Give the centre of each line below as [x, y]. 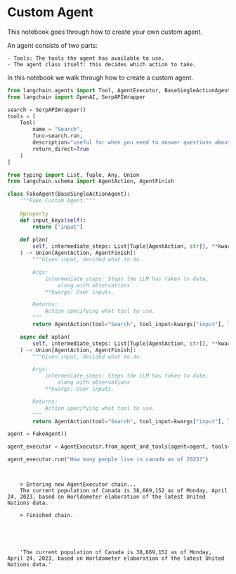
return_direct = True [61, 149]
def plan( [34, 240]
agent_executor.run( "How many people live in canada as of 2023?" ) [108, 460]
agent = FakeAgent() [38, 434]
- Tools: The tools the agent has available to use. [86, 58]
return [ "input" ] [58, 227]
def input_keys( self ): [53, 220]
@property [34, 213]
